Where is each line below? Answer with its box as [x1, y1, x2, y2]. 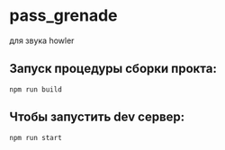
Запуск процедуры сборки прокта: [9, 61, 218, 76]
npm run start [9, 133, 63, 142]
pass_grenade [9, 5, 118, 26]
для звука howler [9, 35, 75, 46]
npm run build [9, 84, 63, 94]
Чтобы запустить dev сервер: [9, 110, 185, 125]
